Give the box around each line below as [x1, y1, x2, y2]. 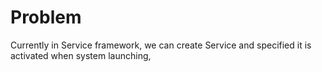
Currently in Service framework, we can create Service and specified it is [10, 39, 312, 51]
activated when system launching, [10, 49, 152, 61]
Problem [10, 6, 82, 29]
